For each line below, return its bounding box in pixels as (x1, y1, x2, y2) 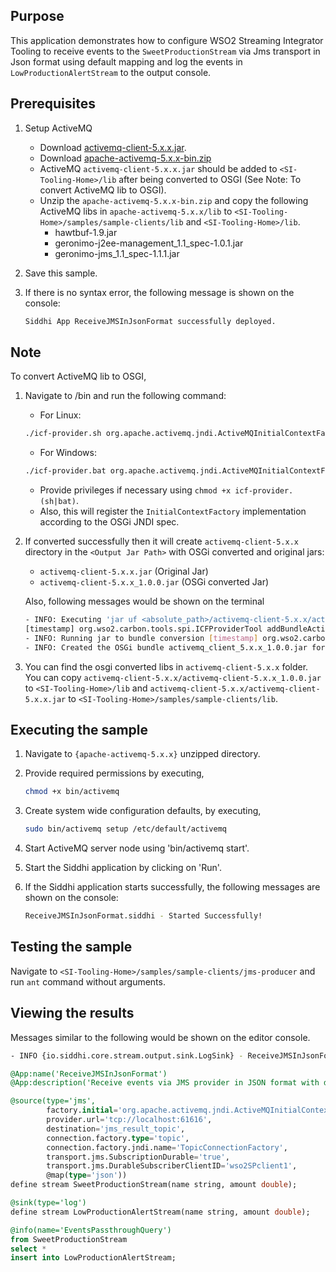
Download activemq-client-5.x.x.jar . (39, 141, 187, 153)
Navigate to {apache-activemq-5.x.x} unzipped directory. (24, 748, 261, 760)
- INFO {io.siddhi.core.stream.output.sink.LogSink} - (10, 1050, 244, 1061)
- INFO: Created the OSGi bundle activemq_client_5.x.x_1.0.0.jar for (24, 642, 326, 653)
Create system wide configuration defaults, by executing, (24, 805, 262, 817)
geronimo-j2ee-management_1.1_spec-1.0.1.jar (54, 237, 244, 249)
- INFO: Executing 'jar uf (24, 615, 138, 625)
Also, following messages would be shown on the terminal (24, 595, 265, 608)
